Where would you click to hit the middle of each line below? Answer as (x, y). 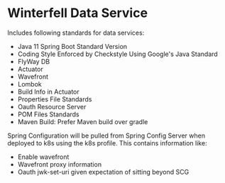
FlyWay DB (34, 61)
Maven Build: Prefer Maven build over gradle (83, 121)
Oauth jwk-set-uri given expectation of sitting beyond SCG (103, 172)
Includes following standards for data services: (76, 33)
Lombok (30, 84)
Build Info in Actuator (48, 91)
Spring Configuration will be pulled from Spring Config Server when (106, 135)
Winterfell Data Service (77, 13)
